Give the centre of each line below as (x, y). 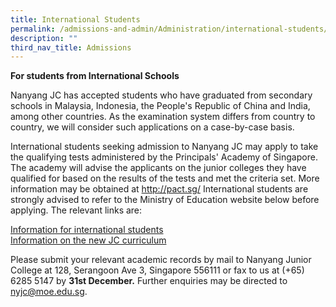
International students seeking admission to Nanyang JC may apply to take (164, 147)
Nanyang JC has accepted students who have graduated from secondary (161, 95)
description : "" (44, 38)
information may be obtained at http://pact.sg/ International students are (159, 189)
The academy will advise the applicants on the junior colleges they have (158, 168)
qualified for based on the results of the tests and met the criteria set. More (165, 178)
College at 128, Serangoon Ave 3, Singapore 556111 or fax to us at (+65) (157, 270)
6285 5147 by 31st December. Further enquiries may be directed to (149, 281)
